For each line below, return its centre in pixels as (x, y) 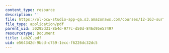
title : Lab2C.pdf (23, 38)
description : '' (22, 15)
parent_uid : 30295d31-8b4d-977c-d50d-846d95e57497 (59, 29)
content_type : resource (30, 10)
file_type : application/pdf (35, 24)
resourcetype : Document (30, 33)
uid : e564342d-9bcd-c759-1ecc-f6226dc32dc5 (52, 43)
